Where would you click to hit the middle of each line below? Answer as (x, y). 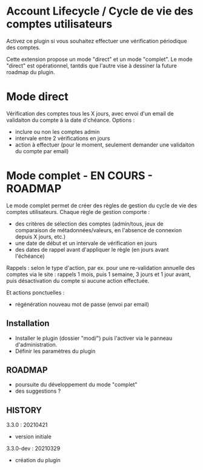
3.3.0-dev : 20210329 (33, 449)
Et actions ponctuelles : (35, 292)
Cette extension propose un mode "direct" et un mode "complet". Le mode (99, 59)
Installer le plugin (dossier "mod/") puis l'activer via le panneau (94, 338)
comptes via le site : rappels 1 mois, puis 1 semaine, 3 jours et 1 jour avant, (98, 274)
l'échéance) (30, 256)
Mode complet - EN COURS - (80, 176)
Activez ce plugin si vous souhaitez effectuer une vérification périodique (97, 41)
